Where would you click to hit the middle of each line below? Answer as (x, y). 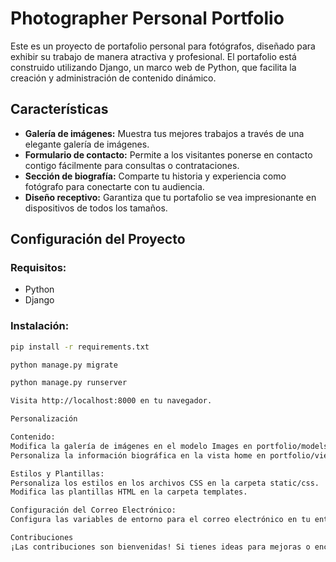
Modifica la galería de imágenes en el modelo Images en (131, 446)
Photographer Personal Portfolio (147, 18)
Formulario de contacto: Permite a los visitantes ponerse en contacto (168, 154)
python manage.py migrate (64, 365)
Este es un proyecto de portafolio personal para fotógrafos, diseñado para (163, 46)
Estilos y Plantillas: (57, 473)
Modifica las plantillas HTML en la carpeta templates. (129, 492)
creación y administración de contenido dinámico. (113, 78)
